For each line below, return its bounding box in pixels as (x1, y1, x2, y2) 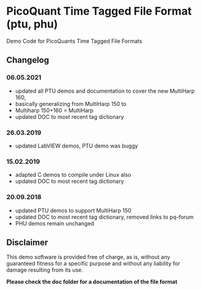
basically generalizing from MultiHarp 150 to (15, 100, 126, 107)
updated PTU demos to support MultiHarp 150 (15, 207, 131, 214)
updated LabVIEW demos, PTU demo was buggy (15, 142, 139, 149)
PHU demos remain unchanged (15, 219, 95, 227)
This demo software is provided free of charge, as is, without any (6, 253, 170, 261)
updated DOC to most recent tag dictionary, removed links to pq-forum (15, 213, 194, 221)
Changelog (6, 55, 49, 65)
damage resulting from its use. (6, 266, 84, 274)
